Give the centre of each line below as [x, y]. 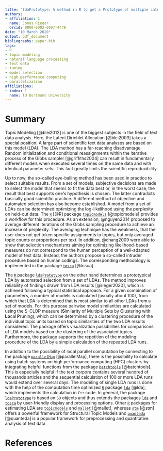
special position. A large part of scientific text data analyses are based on [78, 143]
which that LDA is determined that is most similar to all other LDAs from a [78, 301]
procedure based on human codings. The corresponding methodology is [78, 260]
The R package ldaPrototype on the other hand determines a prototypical [78, 275]
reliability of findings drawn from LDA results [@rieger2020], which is [74, 285]
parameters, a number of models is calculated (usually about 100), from [76, 296]
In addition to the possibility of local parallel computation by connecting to [79, 352]
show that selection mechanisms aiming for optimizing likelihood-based [77, 245]
